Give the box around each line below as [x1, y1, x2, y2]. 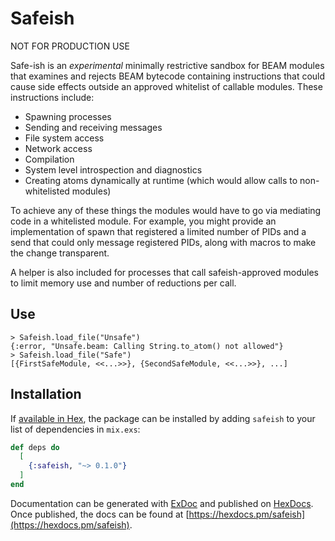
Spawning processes [24, 110, 112, 122]
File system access [24, 132, 105, 144]
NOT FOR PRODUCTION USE [10, 40, 130, 52]
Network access [24, 142, 93, 154]
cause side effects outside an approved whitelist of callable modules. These [10, 80, 323, 92]
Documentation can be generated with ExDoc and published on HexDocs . [10, 497, 314, 509]
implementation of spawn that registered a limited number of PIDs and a [10, 225, 307, 237]
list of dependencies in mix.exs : [10, 423, 141, 435]
